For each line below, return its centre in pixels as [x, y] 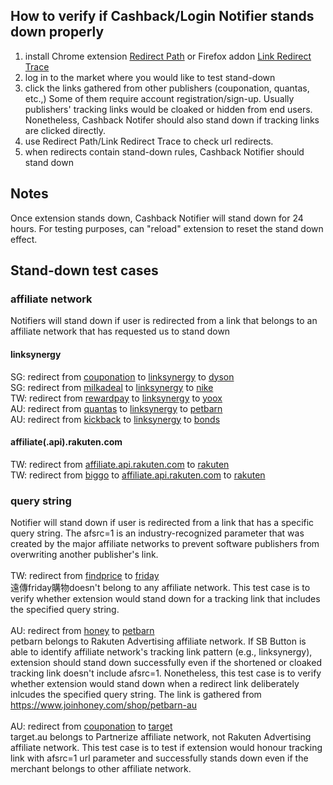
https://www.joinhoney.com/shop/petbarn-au [104, 705]
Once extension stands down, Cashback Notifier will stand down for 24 [157, 218]
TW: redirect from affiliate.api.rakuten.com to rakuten [120, 464]
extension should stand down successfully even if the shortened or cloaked [166, 663]
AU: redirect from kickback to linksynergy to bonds [115, 419]
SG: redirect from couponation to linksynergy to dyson [122, 376]
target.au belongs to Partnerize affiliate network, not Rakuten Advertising [161, 737]
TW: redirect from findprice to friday [85, 576]
